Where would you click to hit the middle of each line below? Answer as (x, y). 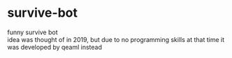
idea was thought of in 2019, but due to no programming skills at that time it (116, 39)
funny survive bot (32, 32)
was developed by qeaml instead (55, 47)
